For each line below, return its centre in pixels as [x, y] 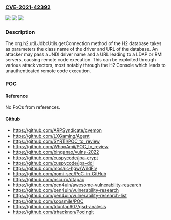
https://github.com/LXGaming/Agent [51, 136]
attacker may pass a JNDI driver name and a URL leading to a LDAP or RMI [84, 54]
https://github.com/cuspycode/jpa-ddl [53, 163]
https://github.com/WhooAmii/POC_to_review [60, 146]
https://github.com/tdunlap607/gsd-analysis [59, 206]
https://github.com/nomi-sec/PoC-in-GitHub [59, 174]
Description [20, 32]
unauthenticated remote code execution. [48, 71]
